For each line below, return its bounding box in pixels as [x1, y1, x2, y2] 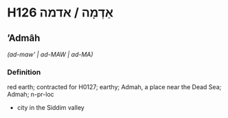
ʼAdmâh [7, 32, 41, 44]
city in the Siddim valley [16, 104, 84, 112]
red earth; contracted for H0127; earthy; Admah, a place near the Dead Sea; [7, 83, 222, 91]
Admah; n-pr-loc [7, 91, 55, 99]
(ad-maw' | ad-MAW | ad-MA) [7, 50, 94, 58]
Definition [7, 67, 41, 77]
